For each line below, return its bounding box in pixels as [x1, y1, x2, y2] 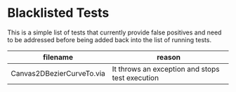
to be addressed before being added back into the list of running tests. [7, 35, 212, 44]
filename [43, 52, 74, 62]
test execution [112, 72, 159, 82]
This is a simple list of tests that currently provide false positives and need [7, 28, 222, 37]
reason [157, 52, 181, 62]
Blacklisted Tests [7, 5, 110, 21]
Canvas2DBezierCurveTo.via [11, 68, 105, 78]
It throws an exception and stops [112, 64, 220, 74]
